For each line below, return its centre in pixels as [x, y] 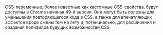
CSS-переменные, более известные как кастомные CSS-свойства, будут [81, 7]
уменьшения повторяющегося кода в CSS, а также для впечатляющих [79, 17]
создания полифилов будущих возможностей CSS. [58, 27]
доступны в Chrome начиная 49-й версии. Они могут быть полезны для [80, 12]
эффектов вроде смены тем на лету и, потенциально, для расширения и [80, 22]
